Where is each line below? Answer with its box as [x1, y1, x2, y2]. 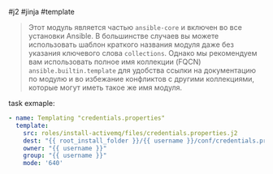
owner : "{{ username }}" [23, 144, 107, 152]
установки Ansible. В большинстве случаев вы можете [28, 32, 219, 40]
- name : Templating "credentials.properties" [8, 114, 165, 122]
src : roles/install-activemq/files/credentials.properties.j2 [23, 129, 238, 137]
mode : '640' [23, 159, 63, 168]
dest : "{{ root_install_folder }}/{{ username [23, 137, 184, 145]
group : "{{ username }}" [23, 151, 107, 160]
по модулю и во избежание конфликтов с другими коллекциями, [28, 74, 254, 83]
